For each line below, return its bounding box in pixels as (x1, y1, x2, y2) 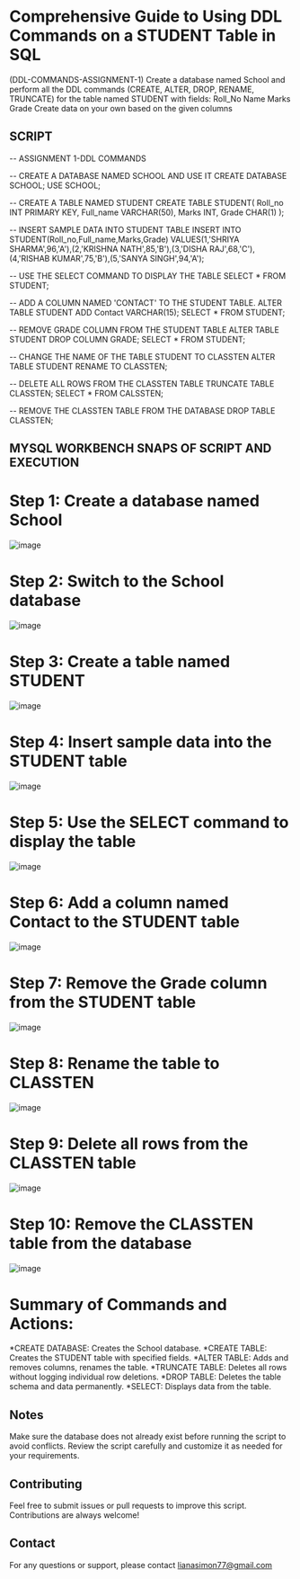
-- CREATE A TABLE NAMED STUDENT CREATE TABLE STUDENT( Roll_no (9, 197, 285, 208)
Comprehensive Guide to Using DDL (9, 6, 283, 27)
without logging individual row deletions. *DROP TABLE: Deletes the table (9, 1371, 281, 1382)
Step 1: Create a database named (9, 491, 260, 512)
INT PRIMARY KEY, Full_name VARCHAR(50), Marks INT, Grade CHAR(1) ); (9, 207, 285, 218)
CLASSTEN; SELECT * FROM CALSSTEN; (9, 388, 163, 398)
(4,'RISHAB (9, 253, 50, 263)
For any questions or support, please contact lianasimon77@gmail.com (9, 1559, 272, 1570)
